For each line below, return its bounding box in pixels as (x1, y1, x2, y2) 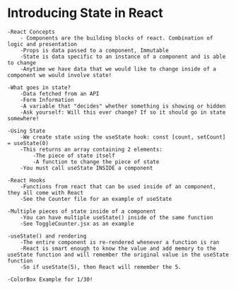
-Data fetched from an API (20, 90, 100, 97)
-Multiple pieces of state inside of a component (7, 207, 157, 215)
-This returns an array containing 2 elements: (20, 146, 163, 153)
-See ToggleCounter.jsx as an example (20, 220, 134, 227)
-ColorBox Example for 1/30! (7, 276, 93, 283)
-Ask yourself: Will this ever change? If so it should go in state (20, 108, 226, 116)
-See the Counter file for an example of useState (20, 195, 172, 202)
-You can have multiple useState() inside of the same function (20, 214, 213, 221)
